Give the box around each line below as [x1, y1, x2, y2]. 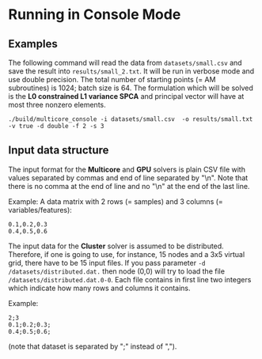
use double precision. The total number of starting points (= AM [8, 75, 216, 84]
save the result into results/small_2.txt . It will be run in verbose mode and [8, 66, 255, 76]
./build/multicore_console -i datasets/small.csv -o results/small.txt [8, 115, 253, 123]
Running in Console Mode [8, 6, 181, 24]
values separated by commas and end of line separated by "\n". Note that [8, 172, 249, 183]
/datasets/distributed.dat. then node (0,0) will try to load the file [8, 266, 226, 276]
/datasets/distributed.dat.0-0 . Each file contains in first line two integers [8, 274, 252, 284]
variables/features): [8, 205, 73, 214]
